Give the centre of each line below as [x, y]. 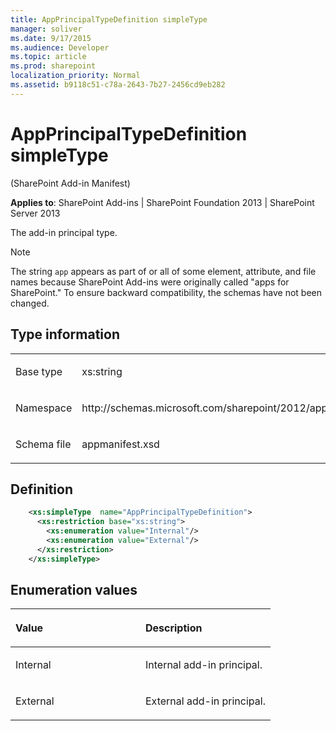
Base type [39, 371]
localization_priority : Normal [75, 76]
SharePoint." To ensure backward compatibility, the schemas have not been [166, 292]
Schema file [43, 444]
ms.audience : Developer [60, 47]
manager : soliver [46, 29]
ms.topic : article [48, 57]
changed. [30, 303]
